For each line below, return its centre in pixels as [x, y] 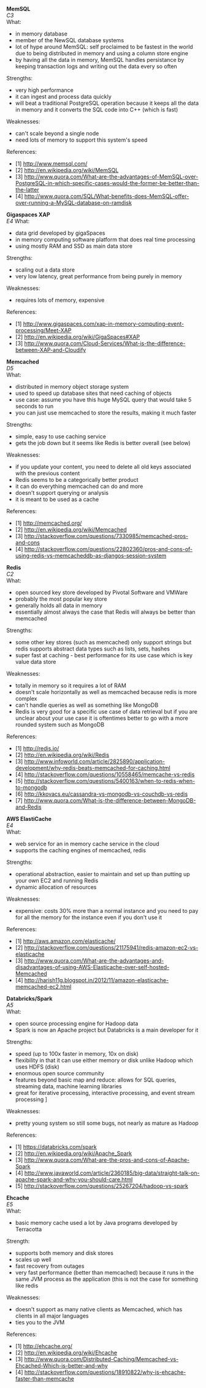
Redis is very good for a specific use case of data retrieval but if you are [106, 711]
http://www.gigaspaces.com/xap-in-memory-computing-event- [104, 324]
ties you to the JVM [40, 1322]
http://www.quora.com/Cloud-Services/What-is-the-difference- [105, 343]
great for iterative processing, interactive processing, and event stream [105, 1093]
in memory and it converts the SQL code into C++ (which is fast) [97, 109]
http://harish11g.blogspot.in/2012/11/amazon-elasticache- [97, 980]
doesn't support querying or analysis [62, 493]
